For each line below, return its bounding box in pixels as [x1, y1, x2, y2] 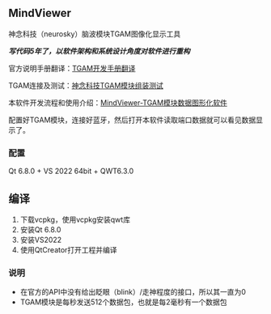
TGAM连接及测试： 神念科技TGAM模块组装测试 [8, 80, 164, 90]
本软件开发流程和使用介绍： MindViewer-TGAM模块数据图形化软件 [8, 97, 228, 108]
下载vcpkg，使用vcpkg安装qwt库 [19, 214, 131, 224]
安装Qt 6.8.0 [19, 224, 61, 234]
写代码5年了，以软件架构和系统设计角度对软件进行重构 [8, 46, 190, 56]
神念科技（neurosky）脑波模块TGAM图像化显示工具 [8, 28, 181, 39]
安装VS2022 [19, 235, 62, 244]
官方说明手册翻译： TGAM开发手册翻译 [8, 63, 136, 73]
